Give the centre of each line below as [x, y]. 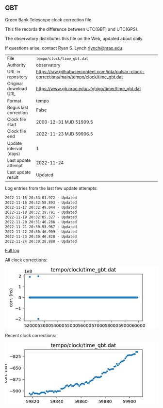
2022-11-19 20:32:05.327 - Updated [41, 217]
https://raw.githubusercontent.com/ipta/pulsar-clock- [90, 72]
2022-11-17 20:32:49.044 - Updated [41, 207]
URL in [14, 72]
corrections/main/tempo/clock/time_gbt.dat [80, 77]
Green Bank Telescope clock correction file [48, 19]
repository [17, 77]
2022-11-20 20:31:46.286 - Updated [41, 222]
